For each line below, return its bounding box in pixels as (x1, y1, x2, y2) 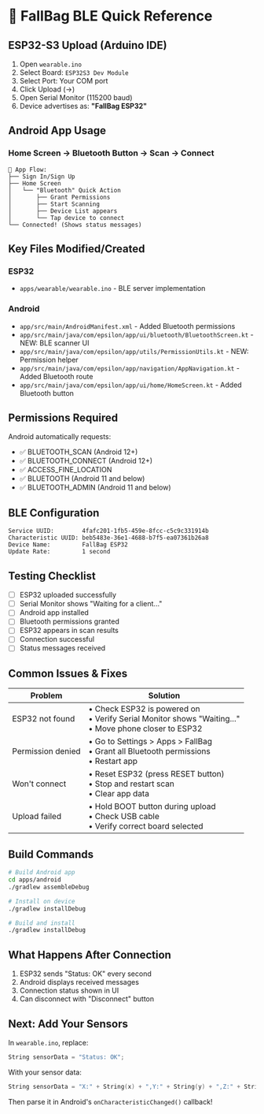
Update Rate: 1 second (8, 548, 111, 556)
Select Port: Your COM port (19, 76, 108, 85)
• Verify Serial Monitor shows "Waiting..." (88, 713, 240, 725)
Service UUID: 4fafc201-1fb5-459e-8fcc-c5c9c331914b (8, 527, 210, 535)
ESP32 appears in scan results (19, 626, 119, 635)
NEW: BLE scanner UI (19, 338, 90, 348)
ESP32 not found (12, 713, 75, 725)
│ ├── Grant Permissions (8, 193, 111, 201)
